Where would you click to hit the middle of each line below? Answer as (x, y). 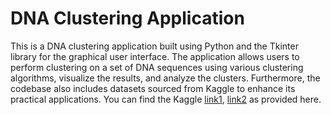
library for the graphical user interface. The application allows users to (155, 56)
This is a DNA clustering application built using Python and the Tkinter (154, 46)
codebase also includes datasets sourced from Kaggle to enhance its (153, 88)
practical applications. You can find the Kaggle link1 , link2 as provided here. (166, 99)
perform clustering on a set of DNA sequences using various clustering (157, 67)
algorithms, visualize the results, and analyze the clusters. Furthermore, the (165, 78)
